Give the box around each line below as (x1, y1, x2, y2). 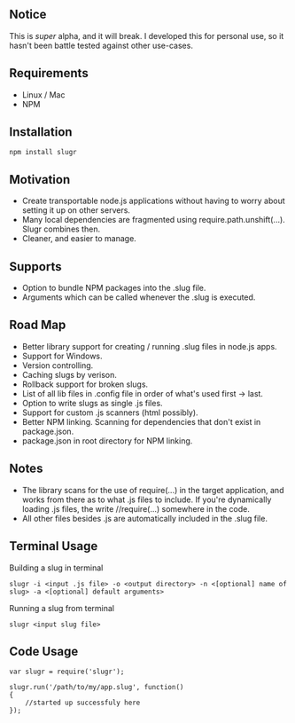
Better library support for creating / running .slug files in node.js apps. (21, 341, 277, 351)
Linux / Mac (21, 89, 66, 100)
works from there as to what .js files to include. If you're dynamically (21, 494, 272, 505)
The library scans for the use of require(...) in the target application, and (21, 484, 284, 495)
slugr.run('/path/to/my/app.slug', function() (9, 683, 184, 692)
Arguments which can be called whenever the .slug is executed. (21, 292, 256, 303)
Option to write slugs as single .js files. (21, 397, 163, 408)
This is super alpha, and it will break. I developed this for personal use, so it (9, 30, 284, 41)
